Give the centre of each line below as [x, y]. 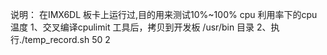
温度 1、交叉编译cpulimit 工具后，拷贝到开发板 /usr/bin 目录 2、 [141, 27]
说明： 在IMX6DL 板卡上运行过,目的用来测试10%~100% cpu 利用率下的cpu [164, 14]
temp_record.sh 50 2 [67, 39]
